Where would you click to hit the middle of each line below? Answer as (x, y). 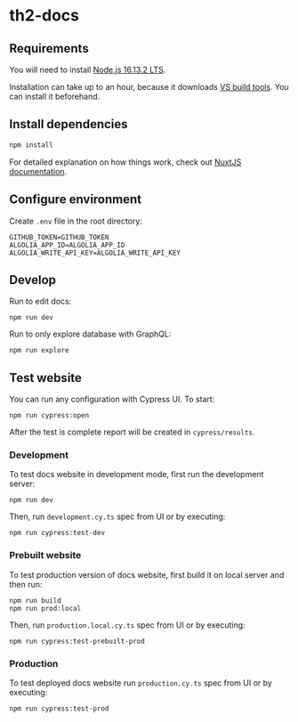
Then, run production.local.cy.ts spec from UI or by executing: (128, 625)
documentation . (38, 171)
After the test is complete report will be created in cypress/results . (132, 432)
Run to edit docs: (40, 301)
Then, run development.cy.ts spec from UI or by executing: (117, 516)
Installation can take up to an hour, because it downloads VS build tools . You (149, 87)
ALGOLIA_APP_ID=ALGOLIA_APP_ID (67, 245)
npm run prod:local (45, 608)
